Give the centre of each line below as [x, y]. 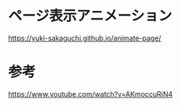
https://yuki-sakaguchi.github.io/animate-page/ [85, 38]
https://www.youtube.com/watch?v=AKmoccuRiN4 [90, 94]
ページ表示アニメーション [90, 16]
